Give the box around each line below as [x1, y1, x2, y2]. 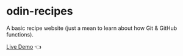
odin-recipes [6, 4, 73, 18]
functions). [6, 30, 34, 38]
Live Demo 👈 [6, 43, 41, 50]
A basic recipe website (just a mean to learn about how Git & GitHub [6, 24, 178, 32]
